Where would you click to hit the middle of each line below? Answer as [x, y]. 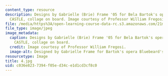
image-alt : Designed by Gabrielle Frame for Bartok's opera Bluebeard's [87, 51]
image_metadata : [22, 33]
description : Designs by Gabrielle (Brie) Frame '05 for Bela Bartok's [81, 14]
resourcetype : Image [27, 56]
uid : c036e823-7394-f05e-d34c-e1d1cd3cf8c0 [51, 65]
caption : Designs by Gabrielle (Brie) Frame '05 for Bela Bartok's [81, 38]
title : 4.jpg [19, 61]
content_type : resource [30, 10]
